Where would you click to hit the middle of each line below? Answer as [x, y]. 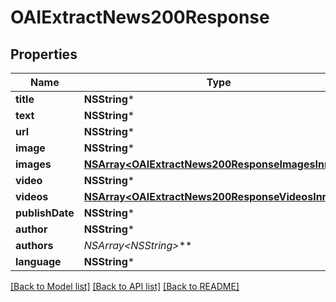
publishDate [45, 213]
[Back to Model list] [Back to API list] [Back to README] [125, 286]
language [38, 261]
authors [34, 245]
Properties [44, 54]
